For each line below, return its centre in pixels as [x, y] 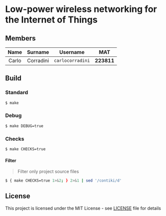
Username [72, 52]
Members [20, 38]
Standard [17, 92]
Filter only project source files [48, 172]
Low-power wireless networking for [81, 9]
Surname [38, 52]
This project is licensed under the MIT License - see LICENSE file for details [83, 208]
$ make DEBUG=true [24, 126]
